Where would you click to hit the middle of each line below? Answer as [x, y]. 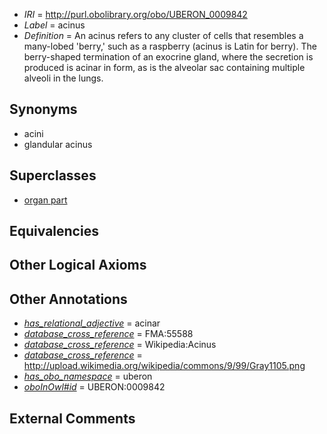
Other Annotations [68, 299]
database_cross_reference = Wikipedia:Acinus [120, 345]
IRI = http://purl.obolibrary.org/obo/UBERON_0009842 [135, 14]
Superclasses [53, 175]
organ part [45, 200]
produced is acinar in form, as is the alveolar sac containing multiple [164, 67]
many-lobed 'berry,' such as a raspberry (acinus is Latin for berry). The [170, 46]
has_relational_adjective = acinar [92, 323]
